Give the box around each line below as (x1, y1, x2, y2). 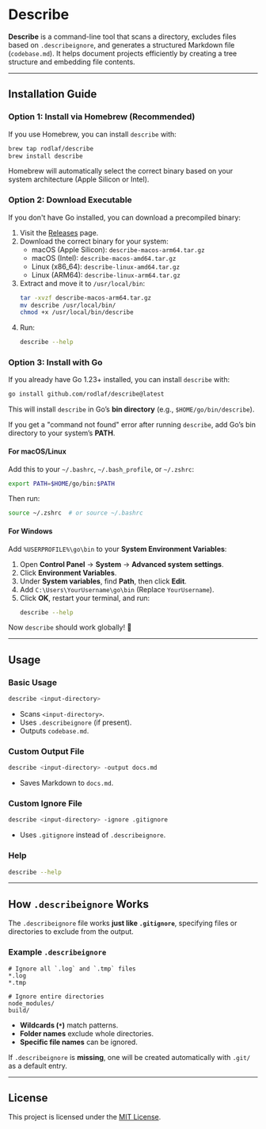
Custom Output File (8, 745, 85, 756)
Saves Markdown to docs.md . (19, 779, 114, 788)
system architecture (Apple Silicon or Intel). (8, 174, 150, 184)
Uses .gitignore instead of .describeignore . (19, 830, 166, 840)
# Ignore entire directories (8, 993, 104, 1001)
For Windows (8, 526, 53, 536)
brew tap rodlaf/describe (8, 144, 93, 152)
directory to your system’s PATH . (8, 428, 116, 438)
